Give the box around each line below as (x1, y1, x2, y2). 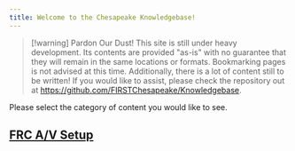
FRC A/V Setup (9, 128, 94, 143)
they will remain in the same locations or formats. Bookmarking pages (30, 56, 286, 67)
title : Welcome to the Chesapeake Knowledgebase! (9, 12, 197, 22)
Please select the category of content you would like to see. (9, 101, 228, 112)
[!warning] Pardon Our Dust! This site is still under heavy (30, 37, 237, 48)
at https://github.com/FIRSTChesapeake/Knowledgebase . (30, 84, 242, 95)
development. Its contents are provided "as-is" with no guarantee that (30, 46, 286, 58)
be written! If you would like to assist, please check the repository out (30, 75, 285, 85)
